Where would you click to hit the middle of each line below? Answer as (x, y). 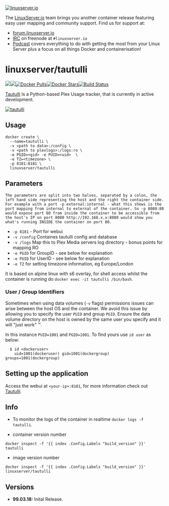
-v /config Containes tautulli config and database (65, 237)
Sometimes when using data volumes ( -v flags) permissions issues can (79, 303)
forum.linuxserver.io (33, 33)
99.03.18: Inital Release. (38, 499)
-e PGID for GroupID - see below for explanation (62, 253)
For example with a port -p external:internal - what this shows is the (83, 204)
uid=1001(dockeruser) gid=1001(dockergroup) (62, 353)
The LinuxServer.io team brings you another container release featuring (80, 18)
